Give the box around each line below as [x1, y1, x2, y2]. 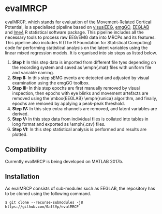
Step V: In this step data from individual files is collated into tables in [12, 116, 148, 122]
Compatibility [5, 146, 47, 154]
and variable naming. [12, 69, 54, 75]
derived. [12, 111, 29, 116]
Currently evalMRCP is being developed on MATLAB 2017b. [5, 158, 123, 164]
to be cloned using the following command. [5, 190, 91, 197]
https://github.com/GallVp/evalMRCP [5, 204, 79, 209]
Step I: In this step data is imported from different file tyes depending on [12, 59, 156, 65]
